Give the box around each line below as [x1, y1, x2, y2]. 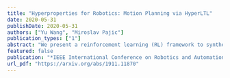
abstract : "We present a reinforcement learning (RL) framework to [7, 41, 204, 48]
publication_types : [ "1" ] [7, 35, 81, 42]
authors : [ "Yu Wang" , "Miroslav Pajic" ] [7, 28, 125, 36]
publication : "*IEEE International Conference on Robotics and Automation [7, 54, 225, 61]
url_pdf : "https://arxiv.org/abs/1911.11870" [7, 60, 139, 67]
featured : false [7, 48, 53, 55]
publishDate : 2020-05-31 [7, 22, 78, 29]
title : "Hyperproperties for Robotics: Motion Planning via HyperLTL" [7, 9, 213, 17]
